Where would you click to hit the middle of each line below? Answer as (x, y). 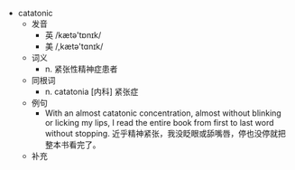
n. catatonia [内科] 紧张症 (92, 91)
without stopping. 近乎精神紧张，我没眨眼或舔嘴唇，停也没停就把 (165, 133)
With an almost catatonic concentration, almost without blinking (163, 113)
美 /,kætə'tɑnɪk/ (74, 46)
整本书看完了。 (73, 145)
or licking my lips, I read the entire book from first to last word (159, 123)
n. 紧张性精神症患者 (81, 69)
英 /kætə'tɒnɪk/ (73, 35)
